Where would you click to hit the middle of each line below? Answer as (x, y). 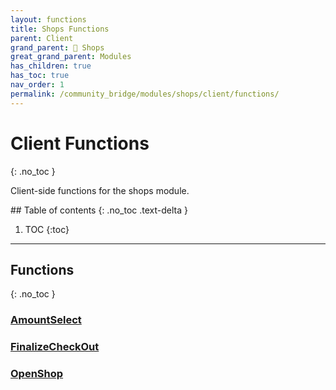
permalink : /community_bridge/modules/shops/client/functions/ (145, 94)
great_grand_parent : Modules (71, 57)
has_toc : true (40, 76)
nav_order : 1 (37, 85)
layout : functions (48, 19)
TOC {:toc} (47, 229)
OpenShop (37, 374)
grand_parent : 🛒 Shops (57, 47)
